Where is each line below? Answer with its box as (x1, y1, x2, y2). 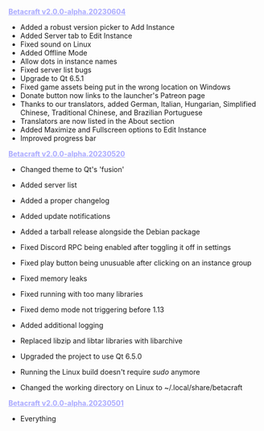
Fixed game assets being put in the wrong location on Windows (19, 82, 231, 92)
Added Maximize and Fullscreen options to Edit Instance (19, 125, 207, 134)
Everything (19, 414, 56, 423)
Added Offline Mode (19, 48, 88, 57)
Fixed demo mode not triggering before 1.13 (19, 305, 165, 314)
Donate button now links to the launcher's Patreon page (19, 91, 205, 100)
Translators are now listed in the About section (19, 117, 175, 125)
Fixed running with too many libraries (19, 289, 143, 298)
